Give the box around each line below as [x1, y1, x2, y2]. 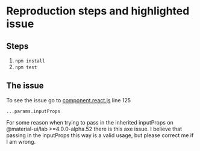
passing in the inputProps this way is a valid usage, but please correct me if [6, 131, 194, 139]
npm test [14, 64, 37, 70]
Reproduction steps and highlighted [6, 4, 190, 18]
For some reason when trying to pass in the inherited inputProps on [6, 119, 173, 126]
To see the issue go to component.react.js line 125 [6, 96, 131, 103]
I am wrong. [6, 138, 36, 145]
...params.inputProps [6, 108, 61, 114]
